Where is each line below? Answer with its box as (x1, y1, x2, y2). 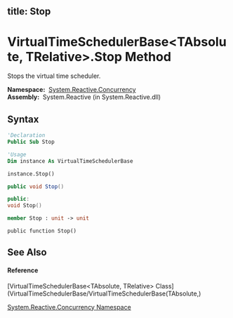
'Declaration (7, 132, 46, 139)
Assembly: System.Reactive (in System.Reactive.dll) (7, 93, 161, 101)
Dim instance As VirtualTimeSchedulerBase (7, 157, 133, 164)
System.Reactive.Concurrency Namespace (7, 303, 131, 311)
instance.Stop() (7, 170, 55, 178)
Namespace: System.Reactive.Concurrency (7, 86, 136, 94)
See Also (7, 246, 47, 258)
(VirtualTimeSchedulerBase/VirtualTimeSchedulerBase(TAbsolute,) (7, 289, 201, 298)
